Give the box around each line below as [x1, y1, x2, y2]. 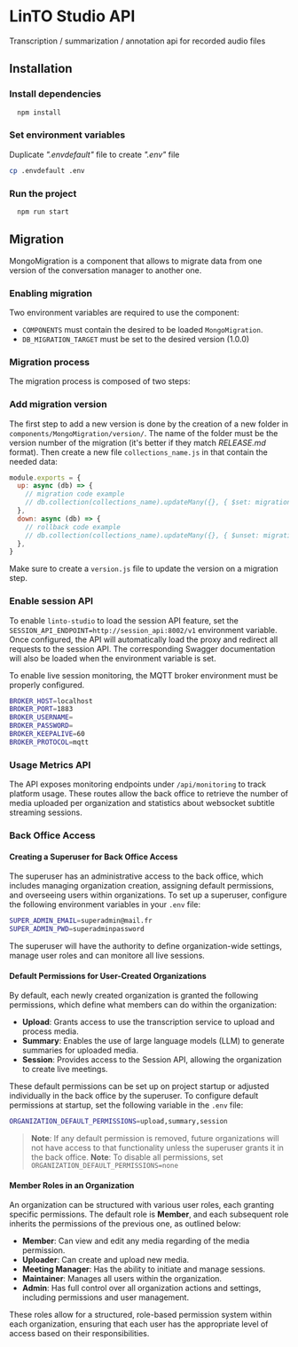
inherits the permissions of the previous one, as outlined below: [9, 1218, 241, 1229]
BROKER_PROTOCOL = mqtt [9, 738, 90, 747]
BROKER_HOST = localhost [9, 696, 93, 706]
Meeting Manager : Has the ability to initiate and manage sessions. [21, 1264, 266, 1274]
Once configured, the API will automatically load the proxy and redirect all [9, 634, 278, 645]
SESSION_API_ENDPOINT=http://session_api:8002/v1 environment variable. [9, 624, 278, 635]
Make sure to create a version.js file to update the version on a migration [9, 563, 279, 574]
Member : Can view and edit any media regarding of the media [21, 1235, 250, 1247]
